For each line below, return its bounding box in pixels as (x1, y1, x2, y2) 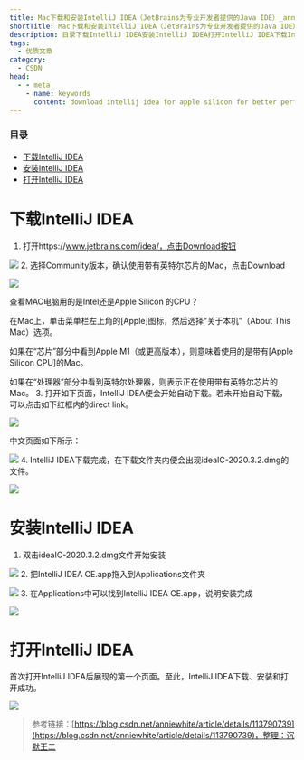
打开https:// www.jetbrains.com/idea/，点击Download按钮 (22, 241, 237, 252)
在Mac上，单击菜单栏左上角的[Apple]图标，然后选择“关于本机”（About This (9, 315, 291, 326)
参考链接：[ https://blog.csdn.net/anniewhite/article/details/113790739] (31, 718, 295, 729)
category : (9, 55, 47, 64)
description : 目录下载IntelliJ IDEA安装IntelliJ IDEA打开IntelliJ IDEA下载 (9, 30, 288, 39)
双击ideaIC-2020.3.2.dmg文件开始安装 (22, 549, 166, 560)
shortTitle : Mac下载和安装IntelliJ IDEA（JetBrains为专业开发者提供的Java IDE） (9, 22, 300, 31)
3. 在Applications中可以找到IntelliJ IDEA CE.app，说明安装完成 (20, 587, 253, 598)
